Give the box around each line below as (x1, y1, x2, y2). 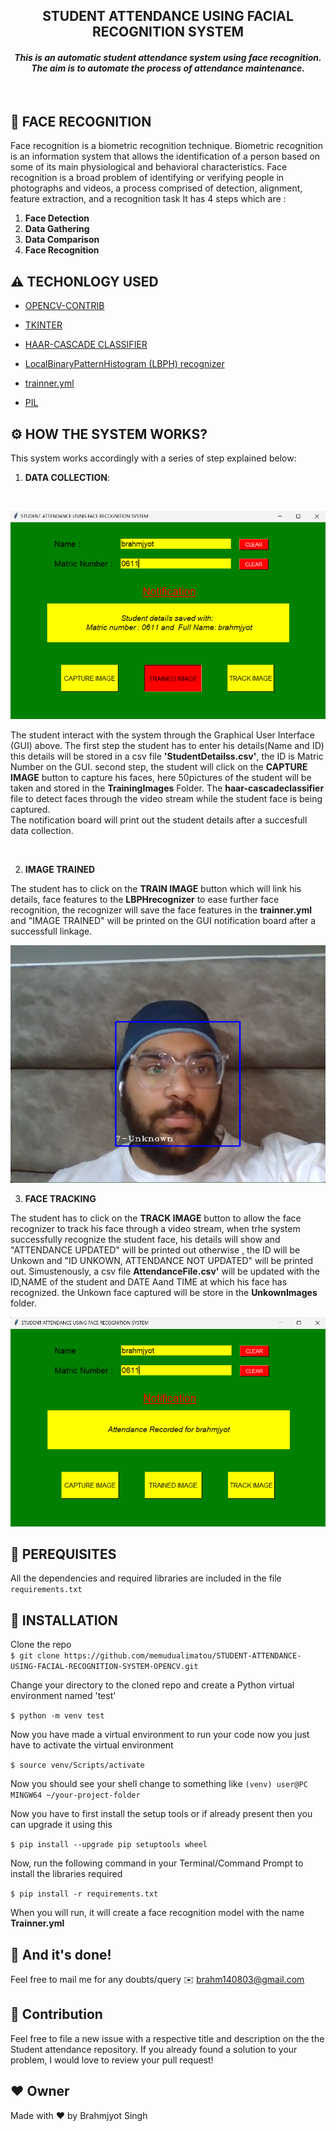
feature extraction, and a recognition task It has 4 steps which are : (10, 193, 287, 205)
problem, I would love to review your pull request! (10, 2054, 214, 2066)
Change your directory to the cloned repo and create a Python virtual (10, 1679, 295, 1691)
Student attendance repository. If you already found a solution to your (10, 2043, 298, 2055)
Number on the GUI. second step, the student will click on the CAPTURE (10, 761, 308, 773)
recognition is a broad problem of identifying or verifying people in (10, 172, 285, 184)
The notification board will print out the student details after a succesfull (10, 814, 308, 826)
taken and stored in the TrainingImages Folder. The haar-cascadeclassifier (10, 782, 325, 794)
